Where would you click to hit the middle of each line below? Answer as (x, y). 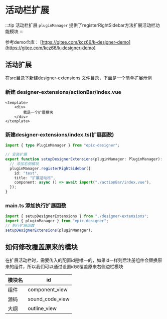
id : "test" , (27, 173)
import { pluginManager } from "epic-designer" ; (57, 221)
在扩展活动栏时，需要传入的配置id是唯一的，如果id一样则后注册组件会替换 (81, 260)
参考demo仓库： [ (24, 42)
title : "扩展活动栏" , (35, 178)
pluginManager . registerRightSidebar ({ (50, 169)
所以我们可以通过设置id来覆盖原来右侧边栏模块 (75, 266)
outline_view (42, 308)
